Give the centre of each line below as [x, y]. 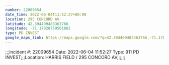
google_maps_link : [24, 38]
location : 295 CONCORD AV [32, 19]
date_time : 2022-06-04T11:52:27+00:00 [46, 14]
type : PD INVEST [22, 33]
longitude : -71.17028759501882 [38, 28]
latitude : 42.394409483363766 [37, 24]
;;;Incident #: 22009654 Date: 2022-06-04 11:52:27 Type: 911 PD [72, 52]
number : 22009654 [23, 10]
